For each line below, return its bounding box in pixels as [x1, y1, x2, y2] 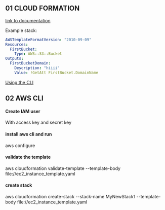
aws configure [5, 142, 35, 149]
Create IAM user [5, 108, 40, 114]
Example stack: [5, 27, 37, 33]
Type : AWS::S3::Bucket [14, 51, 62, 56]
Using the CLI [5, 79, 34, 85]
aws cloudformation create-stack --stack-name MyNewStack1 [5, 194, 136, 200]
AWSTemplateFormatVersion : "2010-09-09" [5, 37, 92, 42]
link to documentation [5, 17, 51, 23]
